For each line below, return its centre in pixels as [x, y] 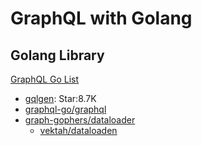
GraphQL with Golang [101, 18]
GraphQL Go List [45, 79]
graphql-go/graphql [65, 109]
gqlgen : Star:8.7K [60, 98]
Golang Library [57, 55]
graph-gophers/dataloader [80, 120]
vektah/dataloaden [78, 130]
